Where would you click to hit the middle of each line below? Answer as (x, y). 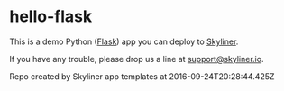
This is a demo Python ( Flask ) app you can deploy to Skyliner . (124, 41)
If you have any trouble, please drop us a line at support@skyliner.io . (137, 59)
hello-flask (51, 17)
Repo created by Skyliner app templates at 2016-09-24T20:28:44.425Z (142, 76)
